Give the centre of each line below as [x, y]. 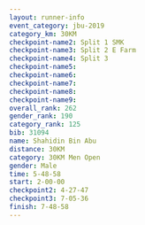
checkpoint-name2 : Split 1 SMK [67, 42]
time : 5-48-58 [35, 174]
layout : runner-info [47, 17]
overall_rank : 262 [43, 108]
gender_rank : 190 [41, 116]
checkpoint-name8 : [43, 91]
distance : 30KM [37, 149]
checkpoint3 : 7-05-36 [49, 199]
